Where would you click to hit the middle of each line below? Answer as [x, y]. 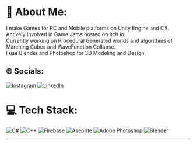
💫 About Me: [37, 12]
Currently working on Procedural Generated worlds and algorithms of [90, 40]
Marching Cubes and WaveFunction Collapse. [61, 47]
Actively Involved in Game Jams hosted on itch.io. [66, 34]
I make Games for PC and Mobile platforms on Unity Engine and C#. [87, 28]
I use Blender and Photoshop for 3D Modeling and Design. [76, 53]
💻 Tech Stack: [42, 110]
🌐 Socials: [25, 72]
